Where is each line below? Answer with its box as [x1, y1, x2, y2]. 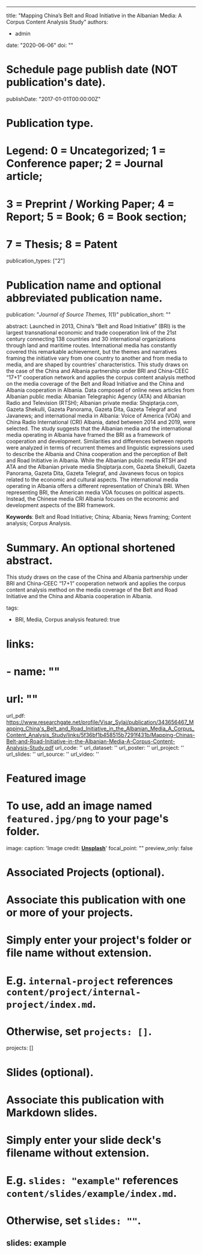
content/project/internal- [6, 986, 141, 998]
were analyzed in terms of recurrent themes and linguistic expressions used [6, 444, 194, 451]
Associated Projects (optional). [6, 865, 165, 879]
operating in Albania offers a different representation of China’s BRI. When [6, 483, 190, 490]
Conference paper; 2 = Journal [6, 157, 164, 170]
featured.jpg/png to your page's [6, 812, 169, 825]
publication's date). [6, 76, 106, 89]
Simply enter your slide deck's [6, 1134, 162, 1147]
